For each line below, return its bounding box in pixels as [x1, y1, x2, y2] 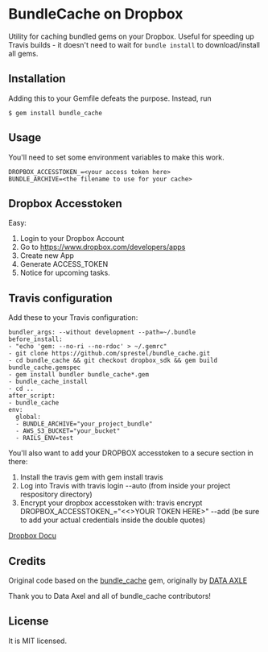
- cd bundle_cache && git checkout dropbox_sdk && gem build [8, 356, 218, 365]
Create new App [19, 251, 75, 260]
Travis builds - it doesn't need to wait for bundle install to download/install [8, 39, 260, 49]
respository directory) [19, 489, 93, 500]
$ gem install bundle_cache [8, 109, 103, 117]
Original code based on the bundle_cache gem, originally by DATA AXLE [8, 575, 248, 585]
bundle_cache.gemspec [8, 363, 81, 372]
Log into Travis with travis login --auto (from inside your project [19, 481, 231, 491]
